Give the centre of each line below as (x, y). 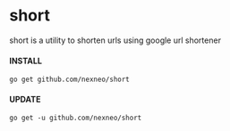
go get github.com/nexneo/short (69, 80)
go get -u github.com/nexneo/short (76, 118)
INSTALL (26, 61)
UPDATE (25, 99)
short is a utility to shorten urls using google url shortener (115, 40)
